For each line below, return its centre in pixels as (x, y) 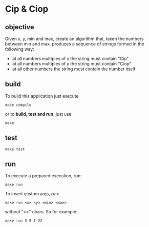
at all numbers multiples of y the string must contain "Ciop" (72, 64)
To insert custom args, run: (32, 194)
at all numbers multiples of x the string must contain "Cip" (70, 59)
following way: (20, 49)
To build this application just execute (42, 96)
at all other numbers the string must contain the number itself (74, 69)
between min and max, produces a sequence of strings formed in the (75, 44)
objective (20, 27)
